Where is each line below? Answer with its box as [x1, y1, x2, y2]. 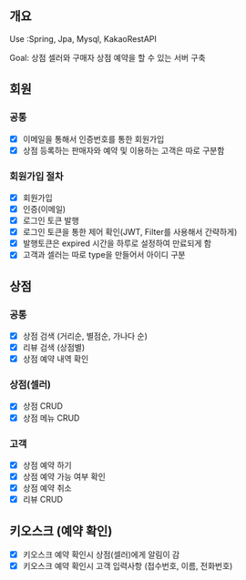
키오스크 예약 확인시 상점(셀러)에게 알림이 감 [22, 549, 180, 560]
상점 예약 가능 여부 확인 [22, 471, 107, 482]
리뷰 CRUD [22, 494, 64, 505]
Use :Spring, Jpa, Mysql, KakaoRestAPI [9, 33, 158, 44]
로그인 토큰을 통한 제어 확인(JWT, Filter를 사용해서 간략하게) [22, 227, 238, 238]
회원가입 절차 [9, 169, 64, 182]
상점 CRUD [22, 401, 64, 412]
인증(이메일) [22, 203, 67, 214]
